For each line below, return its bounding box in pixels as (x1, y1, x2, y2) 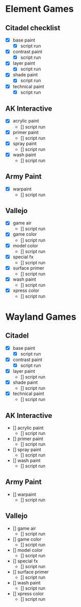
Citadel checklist (5, 24, 60, 32)
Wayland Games (5, 311, 76, 323)
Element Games (5, 3, 74, 15)
